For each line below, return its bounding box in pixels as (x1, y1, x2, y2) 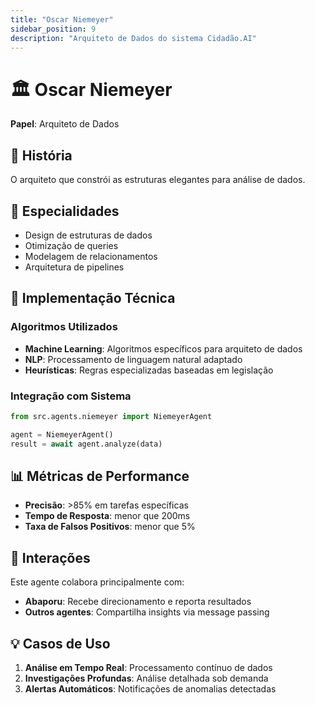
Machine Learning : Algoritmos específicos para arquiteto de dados (24, 342, 303, 355)
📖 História (10, 147, 73, 164)
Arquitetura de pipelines (24, 261, 125, 273)
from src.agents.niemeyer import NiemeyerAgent (10, 411, 213, 421)
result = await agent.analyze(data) (10, 439, 163, 449)
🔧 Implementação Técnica (10, 290, 176, 307)
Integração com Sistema (10, 389, 132, 403)
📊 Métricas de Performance (10, 467, 190, 485)
